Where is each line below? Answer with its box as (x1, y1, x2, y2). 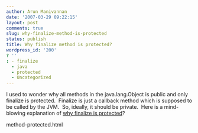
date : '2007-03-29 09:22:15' (6, 14, 78, 20)
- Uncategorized (11, 74, 51, 80)
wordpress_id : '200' (6, 47, 57, 53)
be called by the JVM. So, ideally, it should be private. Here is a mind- (6, 103, 179, 111)
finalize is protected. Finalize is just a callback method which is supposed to (6, 97, 193, 104)
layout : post (6, 20, 38, 25)
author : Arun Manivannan (6, 8, 67, 15)
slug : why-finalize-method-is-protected (6, 31, 108, 37)
